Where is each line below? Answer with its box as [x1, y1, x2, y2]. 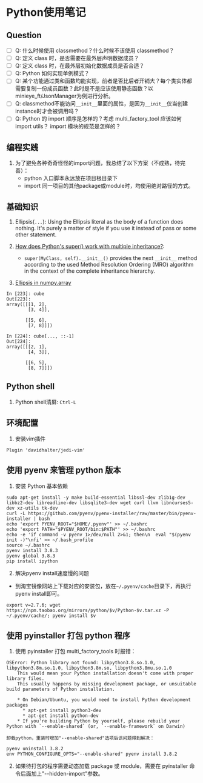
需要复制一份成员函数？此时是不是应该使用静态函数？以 [15, 85, 153, 92]
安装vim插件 [15, 435, 46, 442]
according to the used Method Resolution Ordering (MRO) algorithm [24, 261, 194, 268]
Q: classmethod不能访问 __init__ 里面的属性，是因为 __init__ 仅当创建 [15, 100, 188, 107]
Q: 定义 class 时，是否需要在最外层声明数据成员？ [15, 55, 139, 62]
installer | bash [6, 516, 50, 522]
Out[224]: [6, 339, 32, 345]
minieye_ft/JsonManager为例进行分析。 [15, 92, 114, 100]
